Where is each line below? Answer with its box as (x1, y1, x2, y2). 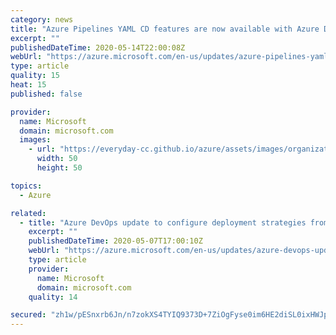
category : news (10, 14, 74, 25)
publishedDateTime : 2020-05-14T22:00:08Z (10, 42, 186, 53)
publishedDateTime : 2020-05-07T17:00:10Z (28, 236, 203, 246)
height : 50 (36, 163, 83, 173)
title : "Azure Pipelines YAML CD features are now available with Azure (10, 24, 320, 34)
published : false (10, 89, 83, 99)
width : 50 (36, 154, 78, 164)
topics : (10, 181, 43, 191)
